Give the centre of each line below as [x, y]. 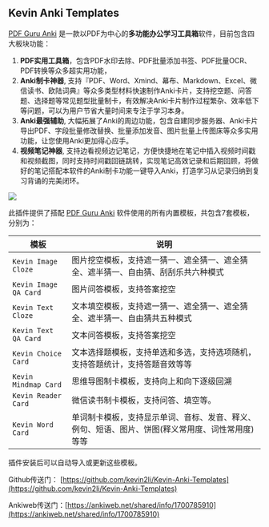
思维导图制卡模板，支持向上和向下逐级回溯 [152, 381]
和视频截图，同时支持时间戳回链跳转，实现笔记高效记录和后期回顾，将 [136, 160]
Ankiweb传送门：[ [38, 505]
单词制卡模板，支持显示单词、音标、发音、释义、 [164, 417]
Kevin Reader [37, 395]
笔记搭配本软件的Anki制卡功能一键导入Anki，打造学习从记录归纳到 [143, 171]
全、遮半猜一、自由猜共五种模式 [132, 318]
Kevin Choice [37, 353]
